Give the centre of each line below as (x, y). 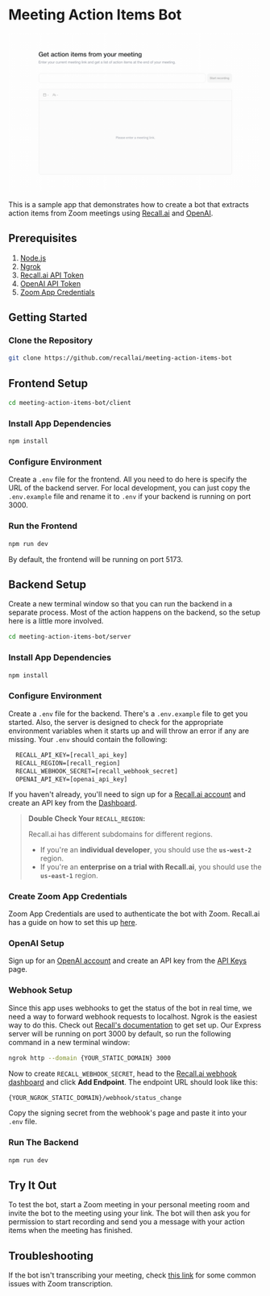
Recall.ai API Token (52, 275)
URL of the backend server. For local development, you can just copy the (129, 488)
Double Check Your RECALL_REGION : (87, 818)
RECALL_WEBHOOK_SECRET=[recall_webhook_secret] (97, 771)
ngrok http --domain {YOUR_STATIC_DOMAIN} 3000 (90, 1058)
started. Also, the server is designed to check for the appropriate (116, 722)
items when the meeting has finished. (71, 1231)
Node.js (33, 258)
